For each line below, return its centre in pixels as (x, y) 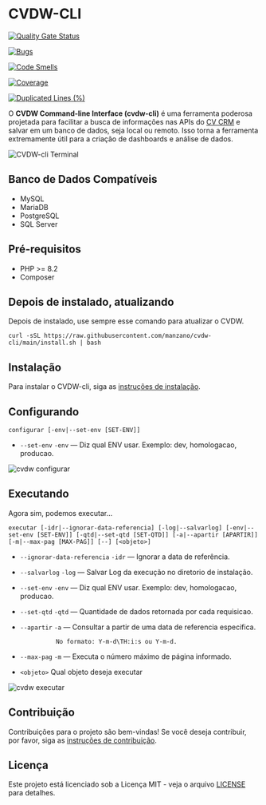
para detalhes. (32, 793)
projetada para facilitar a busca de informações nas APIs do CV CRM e (124, 121)
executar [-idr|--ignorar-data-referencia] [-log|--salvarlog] (115, 528)
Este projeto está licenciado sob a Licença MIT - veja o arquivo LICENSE (127, 784)
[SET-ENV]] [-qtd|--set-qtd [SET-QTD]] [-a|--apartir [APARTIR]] (148, 535)
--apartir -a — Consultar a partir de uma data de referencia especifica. (138, 627)
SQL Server (39, 224)
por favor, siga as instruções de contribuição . (82, 740)
